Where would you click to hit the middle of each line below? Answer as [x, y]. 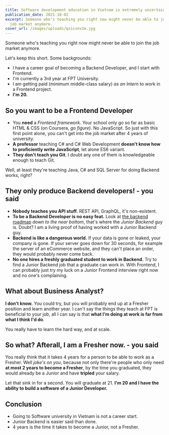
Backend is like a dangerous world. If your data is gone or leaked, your [87, 238]
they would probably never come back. [53, 254]
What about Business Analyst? [55, 291]
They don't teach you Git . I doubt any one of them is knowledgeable [83, 155]
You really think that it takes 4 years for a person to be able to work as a [80, 357]
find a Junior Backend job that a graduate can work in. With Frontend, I [86, 265]
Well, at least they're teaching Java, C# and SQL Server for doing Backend [82, 170]
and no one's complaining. [40, 275]
